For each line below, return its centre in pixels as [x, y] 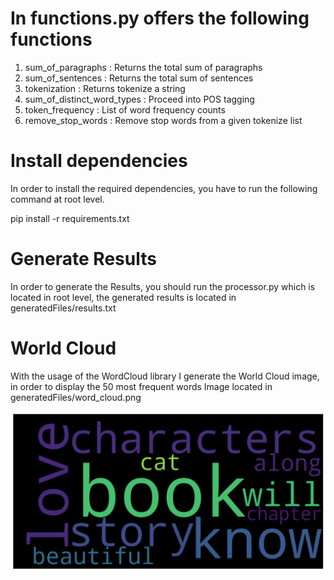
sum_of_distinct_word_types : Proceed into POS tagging [139, 99]
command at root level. [57, 199]
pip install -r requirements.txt [70, 218]
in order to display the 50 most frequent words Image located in [141, 386]
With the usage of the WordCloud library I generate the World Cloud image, [165, 376]
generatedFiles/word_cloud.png [76, 397]
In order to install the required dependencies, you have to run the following [164, 188]
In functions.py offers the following [160, 18]
